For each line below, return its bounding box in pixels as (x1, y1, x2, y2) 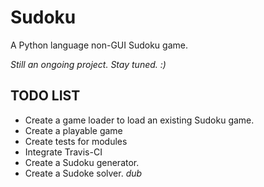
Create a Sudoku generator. (24, 156, 140, 168)
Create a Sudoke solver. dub (24, 167, 143, 179)
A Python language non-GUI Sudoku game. (10, 39, 188, 51)
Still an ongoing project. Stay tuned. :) (10, 58, 167, 70)
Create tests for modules (24, 135, 128, 147)
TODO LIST (10, 87, 81, 105)
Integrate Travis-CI (24, 146, 103, 158)
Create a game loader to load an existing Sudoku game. (24, 114, 255, 126)
